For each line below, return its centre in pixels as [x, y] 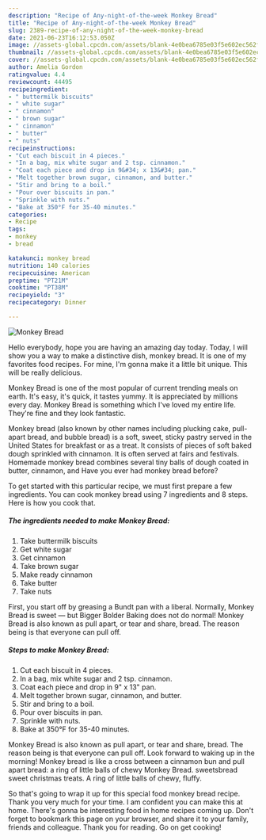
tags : [17, 229]
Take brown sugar [49, 566]
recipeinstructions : [42, 148]
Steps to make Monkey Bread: [59, 650]
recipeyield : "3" [37, 295]
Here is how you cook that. [52, 502]
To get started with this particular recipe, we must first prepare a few [120, 486]
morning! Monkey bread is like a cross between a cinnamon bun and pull [127, 761]
